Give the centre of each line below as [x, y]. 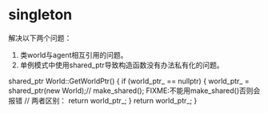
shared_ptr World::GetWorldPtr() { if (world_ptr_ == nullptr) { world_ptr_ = [129, 81]
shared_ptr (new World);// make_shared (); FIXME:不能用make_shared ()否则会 [134, 91]
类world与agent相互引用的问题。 [74, 54]
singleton [40, 15]
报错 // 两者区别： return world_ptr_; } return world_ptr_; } [103, 100]
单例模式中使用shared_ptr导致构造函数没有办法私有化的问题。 [122, 65]
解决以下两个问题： [40, 38]
